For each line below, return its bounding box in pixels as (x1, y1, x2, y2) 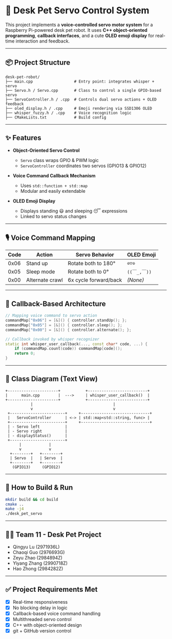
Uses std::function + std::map (20, 182, 88, 189)
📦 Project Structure (5, 58, 71, 67)
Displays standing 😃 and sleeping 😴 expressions (20, 208, 128, 214)
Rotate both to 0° (68, 268, 109, 275)
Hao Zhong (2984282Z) (12, 566, 63, 571)
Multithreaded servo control (12, 616, 72, 622)
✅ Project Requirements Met (5, 585, 98, 594)
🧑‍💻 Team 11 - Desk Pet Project (5, 530, 101, 539)
